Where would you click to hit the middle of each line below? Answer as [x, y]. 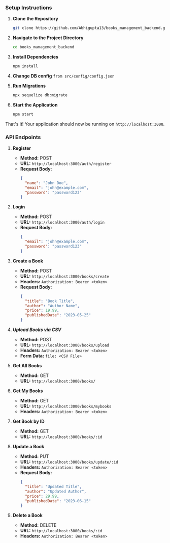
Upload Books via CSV [37, 330]
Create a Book [28, 261]
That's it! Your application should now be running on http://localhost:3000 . [85, 124]
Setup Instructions [29, 8]
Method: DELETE [38, 525]
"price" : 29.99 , [42, 496]
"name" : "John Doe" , [46, 183]
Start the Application [35, 105]
